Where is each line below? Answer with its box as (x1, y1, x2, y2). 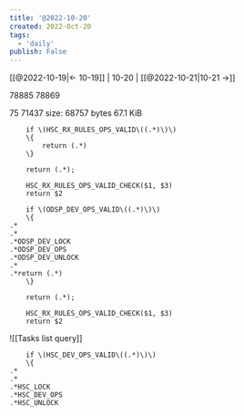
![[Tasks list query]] (9, 333, 83, 344)
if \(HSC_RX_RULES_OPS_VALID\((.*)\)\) (25, 125, 178, 135)
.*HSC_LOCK (9, 382, 51, 392)
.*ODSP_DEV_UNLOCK (9, 253, 79, 263)
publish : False (9, 47, 67, 57)
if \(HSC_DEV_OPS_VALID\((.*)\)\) (25, 350, 157, 360)
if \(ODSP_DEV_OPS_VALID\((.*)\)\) (25, 205, 161, 214)
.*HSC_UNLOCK (9, 399, 59, 408)
